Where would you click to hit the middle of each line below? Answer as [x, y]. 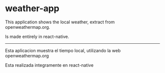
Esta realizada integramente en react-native [49, 65]
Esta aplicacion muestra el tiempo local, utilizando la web [63, 50]
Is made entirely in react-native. [37, 36]
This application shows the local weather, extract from [60, 22]
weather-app [32, 9]
